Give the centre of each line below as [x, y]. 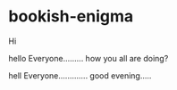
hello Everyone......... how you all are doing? [88, 58]
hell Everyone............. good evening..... [80, 75]
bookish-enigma [71, 16]
